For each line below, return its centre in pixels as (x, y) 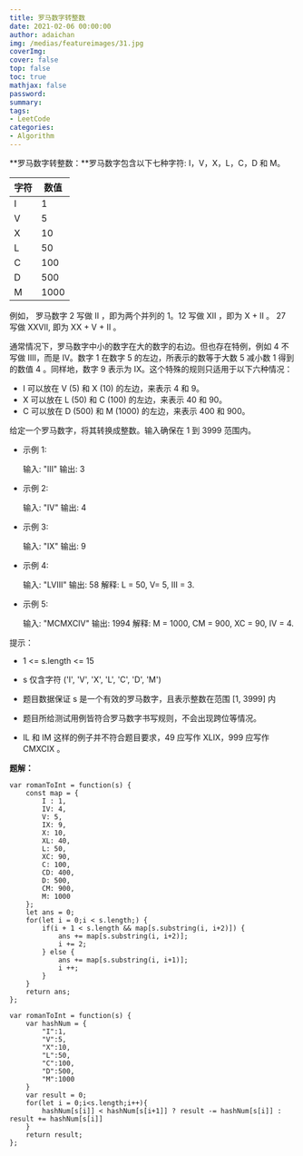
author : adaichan (42, 35)
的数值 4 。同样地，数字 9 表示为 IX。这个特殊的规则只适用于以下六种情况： (151, 369)
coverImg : (28, 52)
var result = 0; (57, 1095)
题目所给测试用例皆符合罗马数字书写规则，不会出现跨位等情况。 (142, 717)
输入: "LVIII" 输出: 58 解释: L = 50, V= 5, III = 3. (108, 584)
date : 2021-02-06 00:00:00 (60, 26)
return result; (54, 1135)
